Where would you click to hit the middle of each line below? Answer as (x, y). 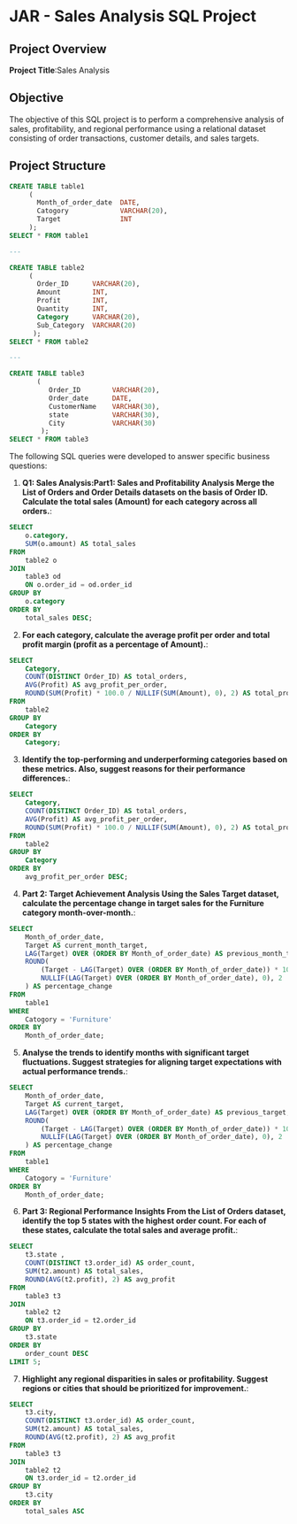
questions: (28, 466)
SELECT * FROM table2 (49, 342)
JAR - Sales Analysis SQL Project (133, 16)
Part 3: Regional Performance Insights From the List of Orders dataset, (154, 1212)
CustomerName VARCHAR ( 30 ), (104, 406)
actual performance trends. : (75, 1072)
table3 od (43, 577)
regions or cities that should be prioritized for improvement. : (135, 1388)
